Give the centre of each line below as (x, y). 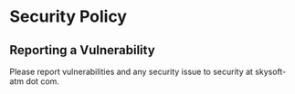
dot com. (42, 81)
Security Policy (68, 17)
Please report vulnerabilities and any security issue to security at (132, 71)
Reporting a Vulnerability (82, 50)
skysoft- (271, 71)
